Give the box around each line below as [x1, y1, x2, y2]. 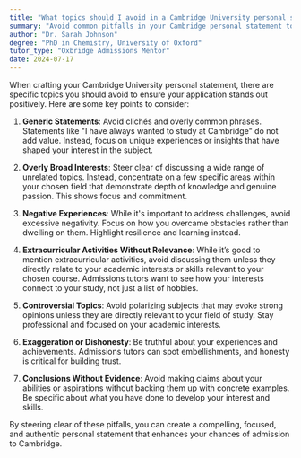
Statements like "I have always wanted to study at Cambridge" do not [21, 126, 279, 136]
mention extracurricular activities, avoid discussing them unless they [21, 254, 276, 265]
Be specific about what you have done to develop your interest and [21, 392, 271, 402]
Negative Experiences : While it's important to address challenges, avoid [21, 208, 291, 218]
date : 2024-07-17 [9, 55, 74, 64]
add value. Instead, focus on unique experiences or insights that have [21, 136, 279, 145]
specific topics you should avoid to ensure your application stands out [9, 89, 269, 100]
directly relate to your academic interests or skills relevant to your [21, 264, 264, 274]
